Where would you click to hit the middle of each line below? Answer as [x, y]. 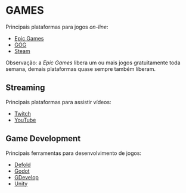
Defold [22, 164]
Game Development [43, 138]
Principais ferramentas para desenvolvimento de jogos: [73, 153]
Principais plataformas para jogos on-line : [57, 27]
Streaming [25, 88]
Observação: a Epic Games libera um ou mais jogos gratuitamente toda [93, 63]
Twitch [22, 113]
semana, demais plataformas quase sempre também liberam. [81, 69]
